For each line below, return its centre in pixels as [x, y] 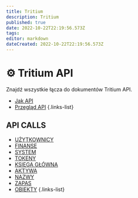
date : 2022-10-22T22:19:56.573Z [46, 28]
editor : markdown [27, 39]
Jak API [24, 101]
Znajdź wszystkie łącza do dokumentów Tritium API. [69, 89]
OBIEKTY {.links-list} [40, 189]
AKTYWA [26, 170]
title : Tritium [25, 11]
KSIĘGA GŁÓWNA [36, 164]
